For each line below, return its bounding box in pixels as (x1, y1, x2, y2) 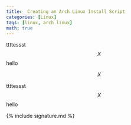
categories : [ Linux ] (6, 14, 57, 20)
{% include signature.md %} (6, 113, 75, 120)
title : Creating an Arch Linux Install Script (6, 8, 126, 15)
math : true (6, 25, 33, 31)
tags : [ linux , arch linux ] (6, 19, 73, 25)
